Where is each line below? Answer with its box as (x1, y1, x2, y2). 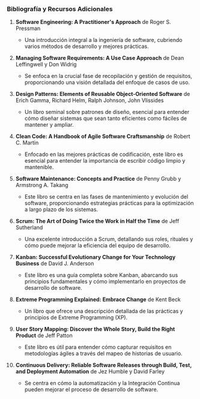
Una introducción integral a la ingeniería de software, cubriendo (24, 37, 183, 44)
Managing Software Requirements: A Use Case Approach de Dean (15, 55, 184, 62)
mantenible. (24, 164, 54, 171)
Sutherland (15, 224, 43, 231)
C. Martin (15, 139, 39, 146)
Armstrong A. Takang (15, 182, 68, 189)
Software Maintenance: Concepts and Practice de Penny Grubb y (15, 175, 181, 182)
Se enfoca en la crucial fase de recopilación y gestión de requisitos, (24, 73, 193, 80)
